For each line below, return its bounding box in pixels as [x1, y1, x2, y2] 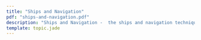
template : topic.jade [6, 25, 60, 31]
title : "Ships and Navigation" [6, 8, 84, 15]
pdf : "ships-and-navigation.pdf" [6, 14, 90, 20]
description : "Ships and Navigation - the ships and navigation [6, 19, 172, 25]
